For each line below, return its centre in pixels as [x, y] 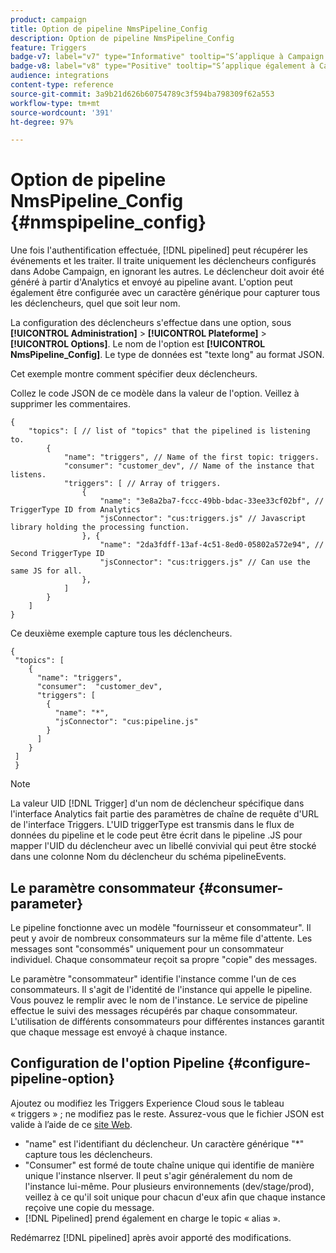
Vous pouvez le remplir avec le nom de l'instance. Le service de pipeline [159, 1000]
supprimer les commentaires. [71, 404]
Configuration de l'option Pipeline [117, 1063]
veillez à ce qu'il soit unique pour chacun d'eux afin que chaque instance [175, 1197]
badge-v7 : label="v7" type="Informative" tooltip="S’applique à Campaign [167, 57]
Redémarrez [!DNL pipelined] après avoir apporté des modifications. [151, 1237]
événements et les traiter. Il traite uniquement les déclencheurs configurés [163, 261]
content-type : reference [62, 85]
